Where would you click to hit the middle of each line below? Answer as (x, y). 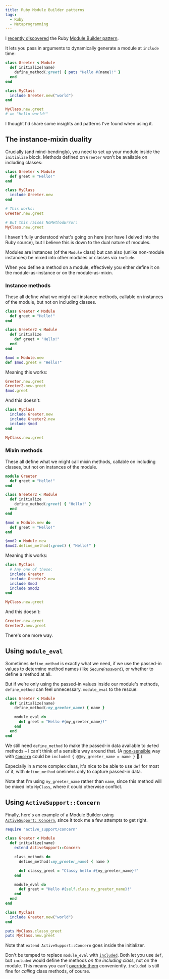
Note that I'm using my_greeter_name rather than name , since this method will (83, 781)
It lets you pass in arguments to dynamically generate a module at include (82, 48)
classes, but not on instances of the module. (51, 467)
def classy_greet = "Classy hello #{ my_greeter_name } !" (78, 871)
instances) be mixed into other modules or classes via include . (70, 257)
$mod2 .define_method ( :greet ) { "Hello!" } (50, 546)
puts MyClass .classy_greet (34, 931)
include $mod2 (24, 588)
